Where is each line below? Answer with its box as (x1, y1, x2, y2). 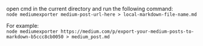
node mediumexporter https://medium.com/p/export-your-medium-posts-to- (6, 28, 194, 34)
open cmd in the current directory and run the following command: (6, 5, 173, 12)
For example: (6, 22, 40, 29)
